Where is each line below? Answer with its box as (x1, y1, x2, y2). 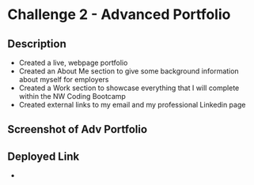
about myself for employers (18, 75, 109, 84)
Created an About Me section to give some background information (18, 66, 239, 76)
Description (7, 37, 66, 51)
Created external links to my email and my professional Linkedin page (18, 100, 246, 109)
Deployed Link (7, 149, 80, 163)
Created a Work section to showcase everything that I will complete (18, 83, 240, 92)
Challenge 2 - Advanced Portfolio (7, 6, 231, 24)
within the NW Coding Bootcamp (18, 92, 126, 100)
